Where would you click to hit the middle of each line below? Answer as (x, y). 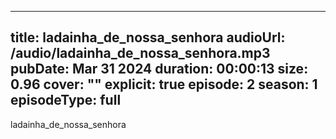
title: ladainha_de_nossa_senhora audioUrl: (148, 37)
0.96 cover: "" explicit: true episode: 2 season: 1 (164, 84)
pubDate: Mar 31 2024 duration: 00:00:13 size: (159, 69)
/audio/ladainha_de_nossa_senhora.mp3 (140, 53)
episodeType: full (66, 100)
